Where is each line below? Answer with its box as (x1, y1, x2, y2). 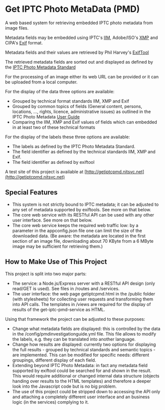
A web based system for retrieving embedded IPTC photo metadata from (5, 20, 153, 26)
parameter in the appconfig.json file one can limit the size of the (12, 227, 142, 233)
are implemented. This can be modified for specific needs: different (12, 352, 149, 358)
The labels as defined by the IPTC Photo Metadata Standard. (12, 143, 135, 149)
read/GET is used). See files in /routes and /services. (12, 285, 120, 292)
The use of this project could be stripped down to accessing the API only (12, 388, 161, 394)
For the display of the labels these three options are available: (5, 134, 130, 140)
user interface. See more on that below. (12, 217, 93, 223)
